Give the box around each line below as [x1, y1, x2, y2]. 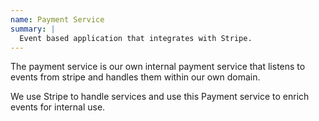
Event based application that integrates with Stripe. [19, 33, 253, 43]
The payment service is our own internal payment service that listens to [10, 61, 306, 73]
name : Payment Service [10, 14, 105, 25]
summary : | [10, 24, 56, 34]
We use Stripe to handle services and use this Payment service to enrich [10, 91, 310, 103]
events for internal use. [10, 101, 106, 113]
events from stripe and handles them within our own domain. [10, 71, 261, 83]
